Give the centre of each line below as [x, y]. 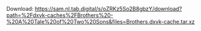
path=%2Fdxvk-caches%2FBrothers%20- [60, 15]
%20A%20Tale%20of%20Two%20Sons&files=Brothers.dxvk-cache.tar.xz [100, 22]
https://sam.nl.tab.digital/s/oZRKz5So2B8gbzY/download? [108, 9]
